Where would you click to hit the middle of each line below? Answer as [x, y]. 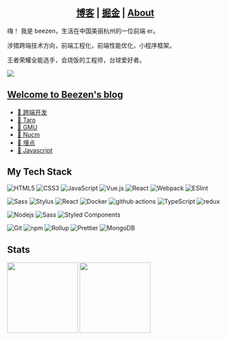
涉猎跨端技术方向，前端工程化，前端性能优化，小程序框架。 [91, 45]
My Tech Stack [39, 172]
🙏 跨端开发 [32, 112]
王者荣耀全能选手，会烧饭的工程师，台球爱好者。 [76, 60]
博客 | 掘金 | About [115, 13]
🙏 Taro [26, 120]
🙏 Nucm [28, 134]
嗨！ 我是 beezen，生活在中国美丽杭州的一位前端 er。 [83, 31]
